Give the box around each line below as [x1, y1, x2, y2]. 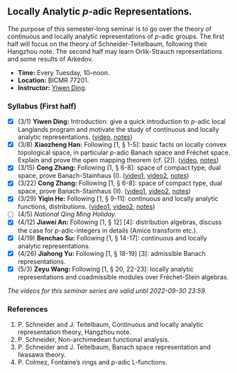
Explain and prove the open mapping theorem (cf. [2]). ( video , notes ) [17, 156, 219, 165]
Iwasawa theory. [17, 350, 66, 359]
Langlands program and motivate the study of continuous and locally [17, 126, 219, 134]
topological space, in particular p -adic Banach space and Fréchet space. [17, 148, 231, 157]
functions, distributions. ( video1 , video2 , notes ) [17, 202, 155, 211]
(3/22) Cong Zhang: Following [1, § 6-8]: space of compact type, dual [17, 179, 222, 187]
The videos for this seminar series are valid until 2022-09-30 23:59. [7, 286, 207, 295]
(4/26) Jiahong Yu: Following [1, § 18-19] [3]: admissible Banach [17, 249, 206, 257]
